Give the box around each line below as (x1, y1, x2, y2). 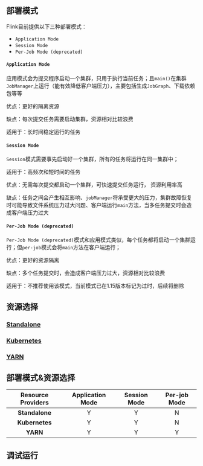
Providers (20, 398, 50, 407)
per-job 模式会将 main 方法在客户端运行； (22, 244, 121, 251)
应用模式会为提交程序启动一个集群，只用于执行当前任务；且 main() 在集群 (6, 75, 187, 82)
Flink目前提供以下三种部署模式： (6, 23, 88, 30)
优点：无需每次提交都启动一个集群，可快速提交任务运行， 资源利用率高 (6, 181, 182, 188)
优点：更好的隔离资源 (6, 103, 59, 110)
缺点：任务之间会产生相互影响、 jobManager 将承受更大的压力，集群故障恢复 (6, 194, 192, 201)
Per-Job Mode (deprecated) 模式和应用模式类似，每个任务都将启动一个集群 (6, 236, 190, 243)
